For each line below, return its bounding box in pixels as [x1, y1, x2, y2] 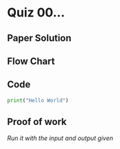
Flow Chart [7, 55, 55, 67]
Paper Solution [7, 32, 72, 44]
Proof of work [7, 116, 67, 128]
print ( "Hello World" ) [7, 97, 69, 104]
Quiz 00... [7, 5, 65, 21]
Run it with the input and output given [7, 134, 114, 142]
